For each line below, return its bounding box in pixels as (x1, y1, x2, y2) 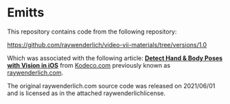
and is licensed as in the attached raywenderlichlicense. (7, 89, 166, 97)
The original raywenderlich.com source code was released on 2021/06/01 (7, 81, 216, 90)
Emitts (7, 5, 45, 21)
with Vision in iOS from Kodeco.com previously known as (7, 61, 170, 69)
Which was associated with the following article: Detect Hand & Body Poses (7, 53, 223, 62)
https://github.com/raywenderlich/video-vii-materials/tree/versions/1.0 (7, 40, 207, 49)
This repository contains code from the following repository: (7, 27, 177, 36)
